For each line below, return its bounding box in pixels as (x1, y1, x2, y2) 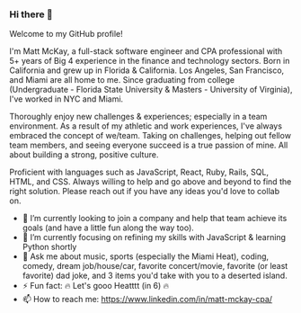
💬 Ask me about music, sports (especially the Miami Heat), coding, (22, 251, 270, 262)
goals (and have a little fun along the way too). (22, 222, 195, 233)
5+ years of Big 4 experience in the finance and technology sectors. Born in (9, 56, 290, 67)
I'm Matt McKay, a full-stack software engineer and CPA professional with (9, 46, 283, 57)
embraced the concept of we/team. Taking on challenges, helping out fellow (9, 130, 292, 141)
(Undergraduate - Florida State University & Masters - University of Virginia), (9, 85, 293, 95)
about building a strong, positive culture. (9, 149, 159, 160)
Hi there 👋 (9, 8, 54, 21)
